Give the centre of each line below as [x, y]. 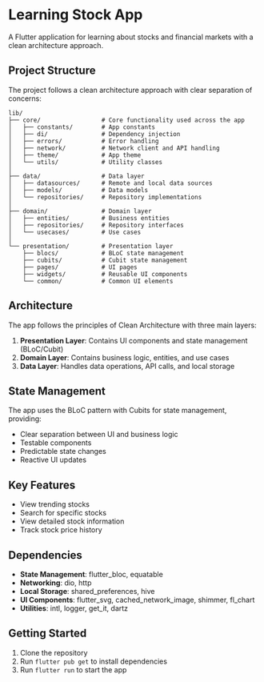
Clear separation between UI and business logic [99, 435]
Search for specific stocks [63, 513]
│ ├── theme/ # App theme [75, 155]
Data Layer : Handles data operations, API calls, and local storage [127, 366]
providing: [25, 419]
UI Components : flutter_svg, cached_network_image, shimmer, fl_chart [137, 600]
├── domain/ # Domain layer [80, 211]
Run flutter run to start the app [73, 669]
